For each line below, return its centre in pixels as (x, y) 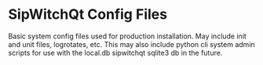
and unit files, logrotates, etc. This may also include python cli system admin (131, 44)
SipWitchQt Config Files (88, 14)
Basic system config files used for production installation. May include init (128, 36)
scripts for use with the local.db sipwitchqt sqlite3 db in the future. (115, 52)
